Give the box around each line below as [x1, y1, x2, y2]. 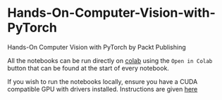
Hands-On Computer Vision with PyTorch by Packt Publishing [7, 43, 187, 51]
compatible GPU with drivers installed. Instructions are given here [7, 85, 198, 93]
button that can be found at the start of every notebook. [7, 64, 169, 72]
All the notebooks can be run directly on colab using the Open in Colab [7, 56, 213, 64]
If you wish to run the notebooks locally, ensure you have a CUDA [7, 77, 198, 85]
